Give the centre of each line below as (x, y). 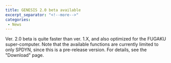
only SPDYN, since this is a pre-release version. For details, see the (76, 50)
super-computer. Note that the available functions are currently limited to (82, 45)
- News (15, 24)
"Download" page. (25, 55)
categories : (18, 19)
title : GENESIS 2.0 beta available (43, 10)
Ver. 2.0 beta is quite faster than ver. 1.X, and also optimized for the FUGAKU (86, 39)
